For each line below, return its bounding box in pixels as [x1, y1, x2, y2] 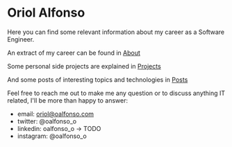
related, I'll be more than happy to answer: [7, 96, 129, 105]
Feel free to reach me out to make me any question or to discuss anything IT [7, 89, 226, 97]
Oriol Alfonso [7, 5, 85, 21]
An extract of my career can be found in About [7, 49, 140, 57]
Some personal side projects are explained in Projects [7, 62, 161, 70]
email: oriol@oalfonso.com [17, 110, 94, 118]
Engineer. [7, 35, 35, 43]
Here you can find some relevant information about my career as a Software [7, 28, 224, 36]
